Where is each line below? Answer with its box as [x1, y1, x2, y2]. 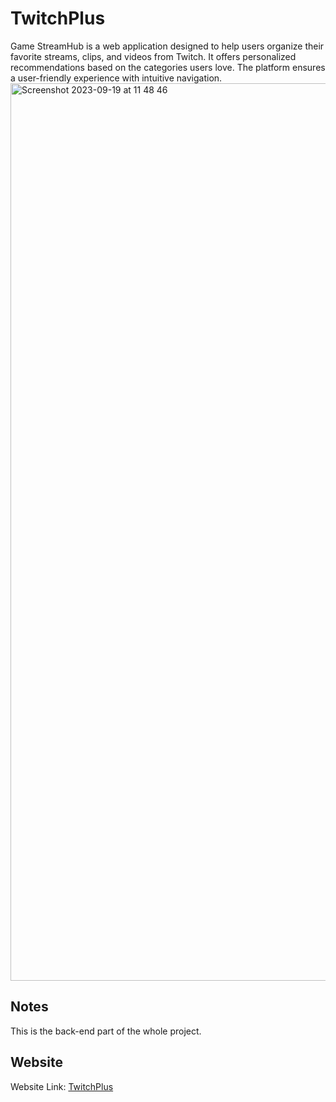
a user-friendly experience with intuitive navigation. [10, 72, 223, 84]
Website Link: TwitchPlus [10, 1080, 114, 1092]
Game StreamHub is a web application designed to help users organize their [10, 40, 325, 52]
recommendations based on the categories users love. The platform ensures [10, 61, 326, 73]
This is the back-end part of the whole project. [10, 1025, 202, 1037]
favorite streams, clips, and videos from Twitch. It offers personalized [10, 50, 297, 62]
